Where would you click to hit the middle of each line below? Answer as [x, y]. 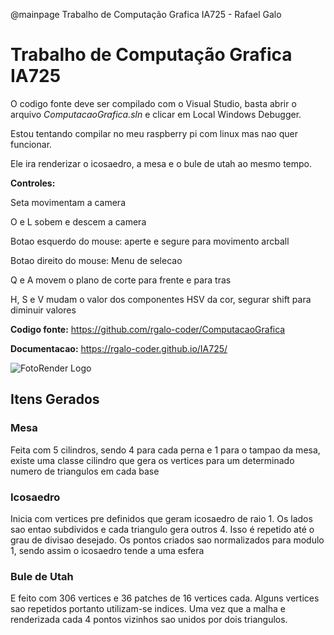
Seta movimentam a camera [68, 202]
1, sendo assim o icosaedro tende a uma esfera [107, 550]
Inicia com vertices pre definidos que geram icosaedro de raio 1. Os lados [161, 518]
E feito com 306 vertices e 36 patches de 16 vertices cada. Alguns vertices [165, 598]
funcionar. [31, 144]
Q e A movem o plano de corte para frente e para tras [121, 280]
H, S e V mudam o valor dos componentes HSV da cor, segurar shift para [161, 299]
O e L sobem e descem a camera [78, 221]
